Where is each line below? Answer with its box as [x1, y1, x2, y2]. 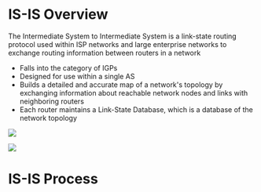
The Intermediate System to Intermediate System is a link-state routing [8, 31, 237, 41]
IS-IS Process [8, 170, 98, 188]
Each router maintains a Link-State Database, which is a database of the [19, 104, 253, 114]
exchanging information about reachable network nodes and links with [19, 88, 248, 97]
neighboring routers [19, 96, 85, 106]
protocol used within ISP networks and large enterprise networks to [8, 39, 227, 49]
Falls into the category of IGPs [19, 63, 118, 72]
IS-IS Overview [8, 5, 108, 24]
